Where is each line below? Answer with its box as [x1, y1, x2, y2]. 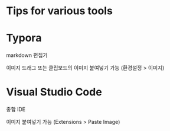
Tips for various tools [6, 4, 113, 18]
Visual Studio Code [6, 85, 102, 99]
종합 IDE [6, 106, 25, 113]
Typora [6, 31, 42, 45]
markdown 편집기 [6, 52, 48, 59]
